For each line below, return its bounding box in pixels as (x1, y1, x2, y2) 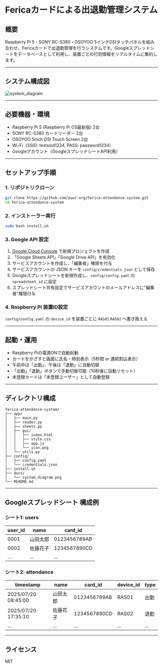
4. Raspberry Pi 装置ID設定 (5, 304, 68, 310)
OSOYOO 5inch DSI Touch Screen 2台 (12, 136, 88, 142)
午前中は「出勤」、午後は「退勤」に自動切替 (12, 362, 99, 368)
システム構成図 (5, 77, 50, 85)
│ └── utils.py (5, 450, 40, 455)
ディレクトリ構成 (5, 394, 56, 403)
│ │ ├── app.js (5, 441, 45, 446)
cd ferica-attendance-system (5, 200, 64, 205)
